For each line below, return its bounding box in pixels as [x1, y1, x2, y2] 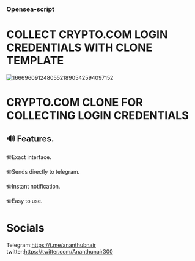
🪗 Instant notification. [6, 182, 61, 190]
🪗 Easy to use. [6, 197, 43, 205]
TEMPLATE [6, 54, 64, 68]
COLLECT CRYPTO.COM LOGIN [6, 28, 168, 42]
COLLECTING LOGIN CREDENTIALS [6, 109, 189, 123]
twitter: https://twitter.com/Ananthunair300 [6, 247, 113, 255]
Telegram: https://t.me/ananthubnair [6, 241, 97, 249]
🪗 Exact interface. [6, 153, 52, 161]
